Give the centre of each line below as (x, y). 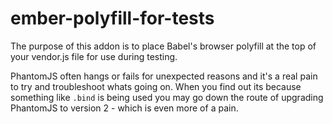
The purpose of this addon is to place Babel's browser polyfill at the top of (163, 46)
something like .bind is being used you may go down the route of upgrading (167, 97)
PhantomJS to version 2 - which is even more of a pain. (124, 108)
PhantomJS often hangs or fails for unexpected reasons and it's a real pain (164, 76)
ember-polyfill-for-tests (112, 18)
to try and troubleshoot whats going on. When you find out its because (156, 86)
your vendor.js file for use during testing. (94, 56)
